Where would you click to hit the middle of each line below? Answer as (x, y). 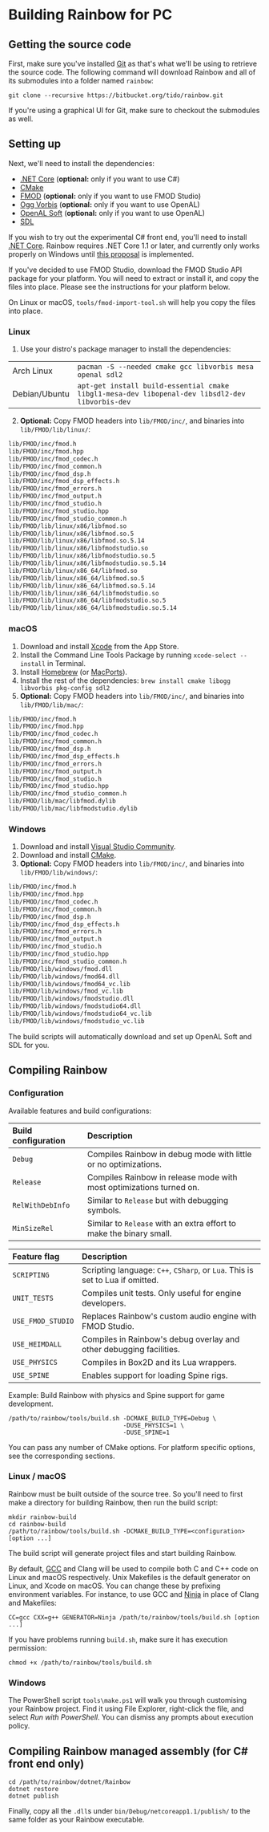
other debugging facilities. (130, 1349)
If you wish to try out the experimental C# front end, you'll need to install (128, 237)
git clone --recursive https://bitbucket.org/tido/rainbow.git (116, 95)
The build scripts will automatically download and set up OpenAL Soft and (130, 1036)
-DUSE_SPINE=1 (147, 1432)
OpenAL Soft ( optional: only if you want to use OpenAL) (112, 213)
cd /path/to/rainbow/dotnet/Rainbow (69, 1782)
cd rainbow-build (37, 1524)
